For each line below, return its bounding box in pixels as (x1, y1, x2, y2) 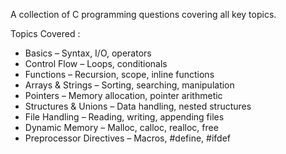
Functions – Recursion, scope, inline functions (24, 69, 215, 80)
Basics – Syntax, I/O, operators (24, 47, 152, 59)
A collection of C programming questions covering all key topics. (10, 9, 277, 20)
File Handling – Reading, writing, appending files (24, 111, 225, 123)
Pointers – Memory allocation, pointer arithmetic (24, 90, 223, 101)
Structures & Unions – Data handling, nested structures (24, 100, 252, 112)
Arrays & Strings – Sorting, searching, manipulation (24, 79, 235, 91)
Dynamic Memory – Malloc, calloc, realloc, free (24, 122, 219, 133)
